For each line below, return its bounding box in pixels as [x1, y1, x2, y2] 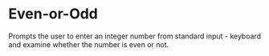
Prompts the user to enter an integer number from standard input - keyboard [8, 31, 262, 41]
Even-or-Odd [8, 5, 99, 23]
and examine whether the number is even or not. [8, 39, 169, 49]
